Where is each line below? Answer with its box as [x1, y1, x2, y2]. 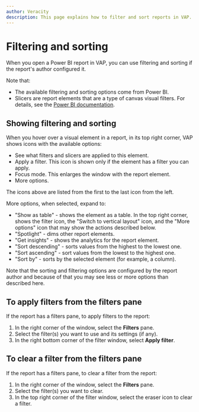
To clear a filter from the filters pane [6, 354, 142, 364]
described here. [6, 280, 45, 287]
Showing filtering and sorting [6, 118, 117, 128]
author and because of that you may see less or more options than [6, 273, 169, 280]
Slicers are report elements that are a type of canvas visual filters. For [14, 95, 185, 102]
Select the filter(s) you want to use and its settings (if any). [14, 330, 158, 338]
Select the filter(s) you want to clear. [14, 387, 104, 394]
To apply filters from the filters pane [6, 297, 142, 307]
